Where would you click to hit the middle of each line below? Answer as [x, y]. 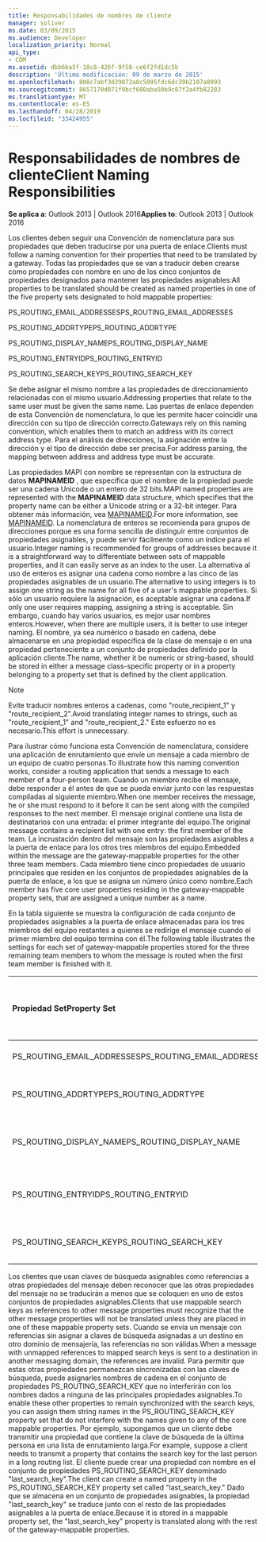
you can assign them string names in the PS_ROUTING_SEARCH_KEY [122, 1411]
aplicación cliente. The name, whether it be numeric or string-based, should [131, 657]
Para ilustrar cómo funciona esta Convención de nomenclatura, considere [129, 746]
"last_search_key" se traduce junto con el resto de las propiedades [117, 1504]
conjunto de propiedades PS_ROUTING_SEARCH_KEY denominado [118, 1471]
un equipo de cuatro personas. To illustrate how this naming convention [124, 762]
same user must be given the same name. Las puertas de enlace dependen [131, 406]
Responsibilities [62, 192]
